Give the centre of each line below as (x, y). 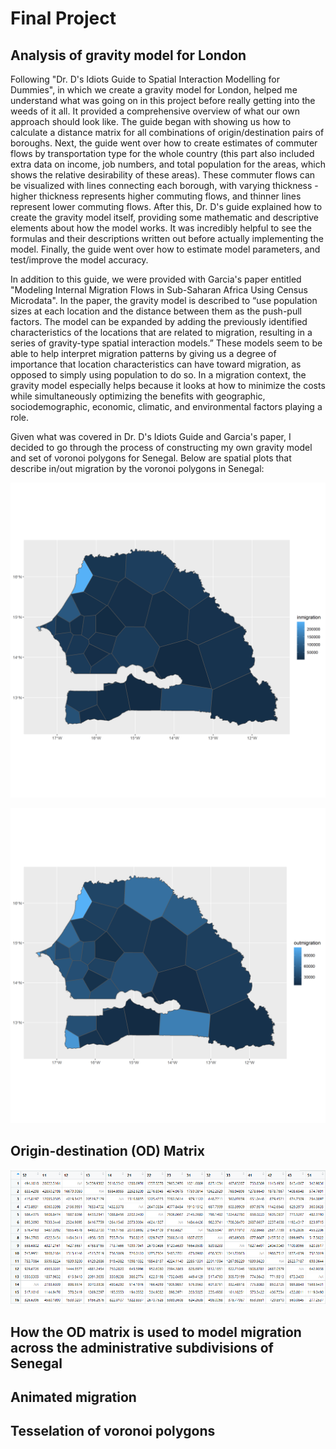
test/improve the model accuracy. (79, 260)
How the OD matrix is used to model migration (156, 1332)
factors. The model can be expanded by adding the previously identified (159, 321)
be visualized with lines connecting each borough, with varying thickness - (164, 185)
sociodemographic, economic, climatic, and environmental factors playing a (166, 406)
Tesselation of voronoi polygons (113, 1431)
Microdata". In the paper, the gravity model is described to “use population (164, 300)
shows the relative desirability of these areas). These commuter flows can (163, 175)
